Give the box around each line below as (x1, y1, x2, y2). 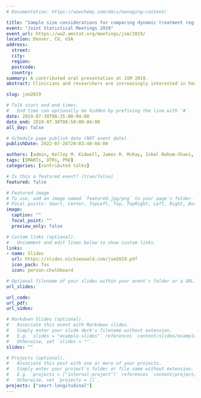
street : (11, 47, 31, 54)
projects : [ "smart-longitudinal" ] (6, 382, 93, 388)
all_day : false (6, 124, 44, 130)
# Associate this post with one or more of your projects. (6, 360, 162, 366)
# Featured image (6, 189, 50, 196)
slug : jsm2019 (6, 91, 42, 97)
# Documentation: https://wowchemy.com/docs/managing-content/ (6, 8, 167, 15)
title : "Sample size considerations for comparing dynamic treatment (6, 19, 184, 26)
